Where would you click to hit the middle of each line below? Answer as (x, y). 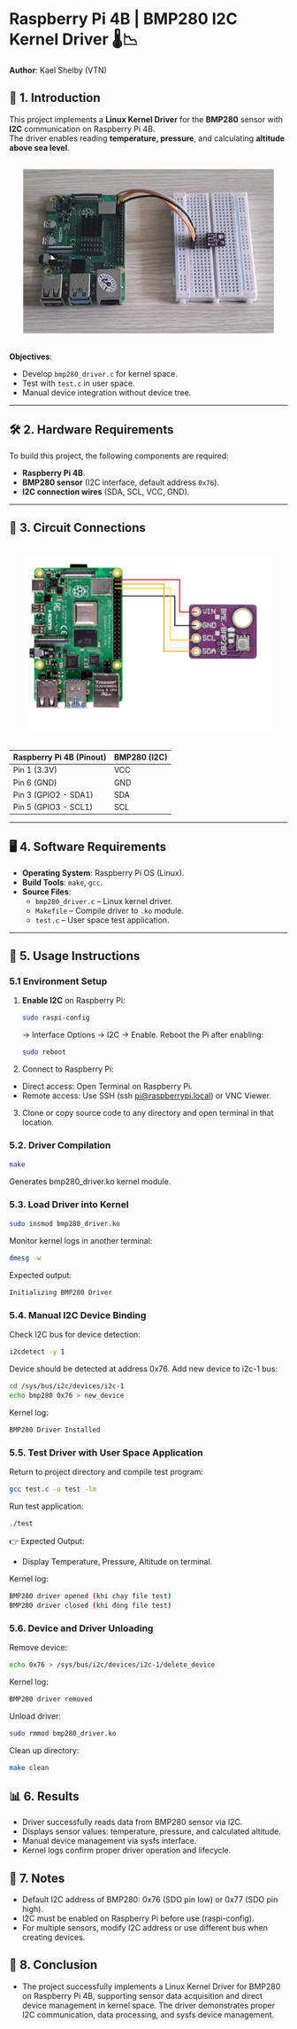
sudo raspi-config (56, 1018)
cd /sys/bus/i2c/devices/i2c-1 (67, 1386)
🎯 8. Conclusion (53, 1965)
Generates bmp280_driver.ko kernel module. (90, 1182)
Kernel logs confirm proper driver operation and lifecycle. (126, 1850)
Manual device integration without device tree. (107, 392)
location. (38, 1122)
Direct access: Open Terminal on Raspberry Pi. (107, 1086)
